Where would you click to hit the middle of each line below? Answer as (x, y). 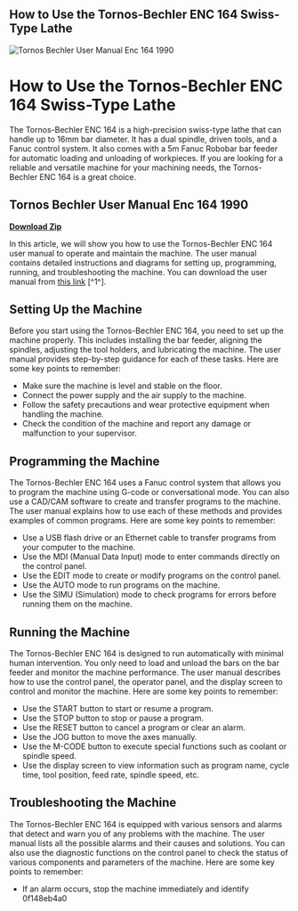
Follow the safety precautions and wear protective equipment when (145, 405)
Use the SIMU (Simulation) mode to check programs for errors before (149, 595)
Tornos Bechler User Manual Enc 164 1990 (129, 205)
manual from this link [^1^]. (58, 281)
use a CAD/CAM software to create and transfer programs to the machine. (145, 501)
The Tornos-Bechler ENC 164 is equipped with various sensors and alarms (146, 824)
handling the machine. (63, 414)
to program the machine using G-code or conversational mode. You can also (149, 492)
